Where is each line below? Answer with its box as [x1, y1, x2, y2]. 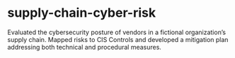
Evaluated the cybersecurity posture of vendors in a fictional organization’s [7, 28, 227, 36]
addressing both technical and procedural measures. [7, 43, 161, 51]
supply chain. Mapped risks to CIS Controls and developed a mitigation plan [7, 35, 229, 43]
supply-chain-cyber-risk [7, 5, 156, 21]
